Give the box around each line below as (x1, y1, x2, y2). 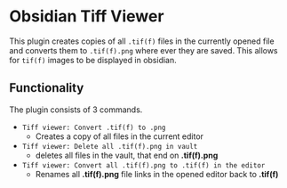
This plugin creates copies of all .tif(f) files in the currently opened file (9, 36, 275, 46)
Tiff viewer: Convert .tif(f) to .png (21, 123, 166, 132)
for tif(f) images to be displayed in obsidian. (9, 54, 178, 65)
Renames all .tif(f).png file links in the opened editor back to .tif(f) (35, 168, 279, 179)
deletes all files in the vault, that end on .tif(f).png (35, 150, 219, 160)
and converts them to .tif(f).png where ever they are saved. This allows (9, 45, 278, 55)
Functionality (9, 80, 84, 95)
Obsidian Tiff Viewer (9, 6, 164, 27)
